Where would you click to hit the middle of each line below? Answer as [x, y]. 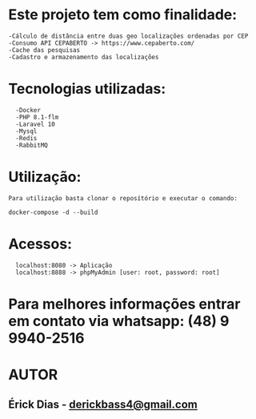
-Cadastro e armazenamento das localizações [84, 57]
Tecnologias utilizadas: [87, 89]
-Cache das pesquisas [44, 50]
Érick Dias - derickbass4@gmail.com [103, 404]
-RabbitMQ [32, 145]
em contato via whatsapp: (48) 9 [119, 321]
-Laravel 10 [36, 124]
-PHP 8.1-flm [37, 117]
